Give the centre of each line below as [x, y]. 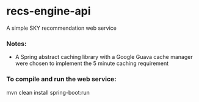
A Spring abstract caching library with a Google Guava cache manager [104, 57]
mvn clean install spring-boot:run [48, 92]
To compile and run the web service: [62, 79]
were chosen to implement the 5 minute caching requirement [92, 63]
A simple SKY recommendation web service [62, 28]
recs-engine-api [49, 11]
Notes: [16, 44]
